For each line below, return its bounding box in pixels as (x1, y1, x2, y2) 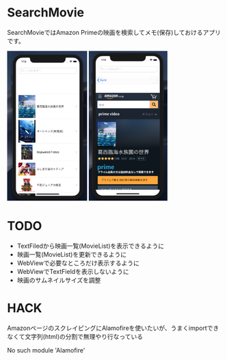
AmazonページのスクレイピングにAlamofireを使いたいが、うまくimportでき (7, 324, 219, 332)
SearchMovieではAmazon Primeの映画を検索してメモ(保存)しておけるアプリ (7, 28, 221, 36)
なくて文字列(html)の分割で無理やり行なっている (7, 332, 144, 340)
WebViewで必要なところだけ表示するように (16, 259, 140, 267)
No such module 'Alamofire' (7, 346, 85, 354)
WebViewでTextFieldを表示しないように (16, 267, 130, 275)
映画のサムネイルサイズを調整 (16, 276, 101, 284)
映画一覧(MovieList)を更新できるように (16, 250, 127, 258)
